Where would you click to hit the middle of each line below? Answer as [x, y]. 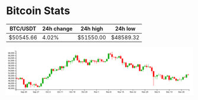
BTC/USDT [23, 29]
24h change [58, 29]
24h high [92, 29]
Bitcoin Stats [38, 11]
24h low [125, 29]
